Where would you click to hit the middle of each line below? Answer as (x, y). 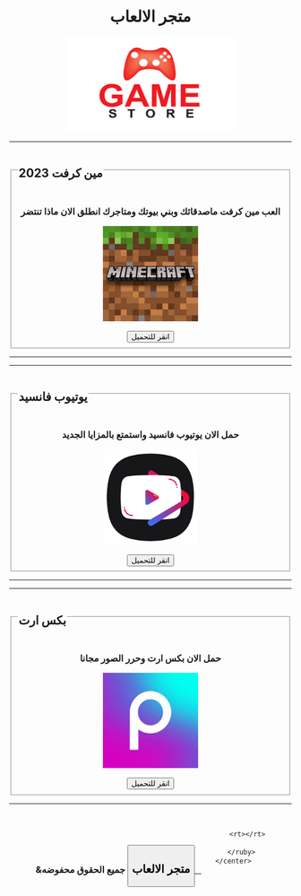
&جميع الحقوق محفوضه (80, 870)
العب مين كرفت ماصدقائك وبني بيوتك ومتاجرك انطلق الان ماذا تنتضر (150, 211)
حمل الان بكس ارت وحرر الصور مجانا (150, 658)
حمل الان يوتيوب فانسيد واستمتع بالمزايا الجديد (150, 435)
